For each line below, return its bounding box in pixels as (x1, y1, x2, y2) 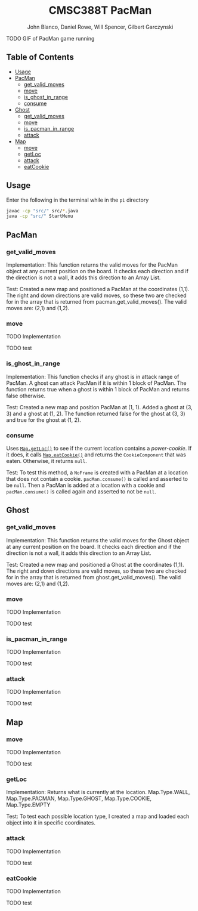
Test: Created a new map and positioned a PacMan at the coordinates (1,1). (6, 286, 190, 292)
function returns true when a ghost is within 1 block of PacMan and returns (6, 385, 190, 393)
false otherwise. (6, 392, 46, 399)
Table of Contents (6, 52, 75, 63)
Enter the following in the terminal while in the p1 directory (6, 196, 149, 203)
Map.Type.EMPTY (6, 801, 51, 808)
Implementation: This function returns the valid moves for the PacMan (6, 261, 178, 268)
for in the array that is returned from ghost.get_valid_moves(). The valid (6, 573, 181, 580)
